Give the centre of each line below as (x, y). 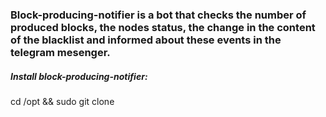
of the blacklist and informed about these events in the (146, 40)
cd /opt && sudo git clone (62, 101)
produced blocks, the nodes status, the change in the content (163, 27)
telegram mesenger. (60, 52)
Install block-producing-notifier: (79, 76)
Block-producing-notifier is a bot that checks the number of (158, 15)
